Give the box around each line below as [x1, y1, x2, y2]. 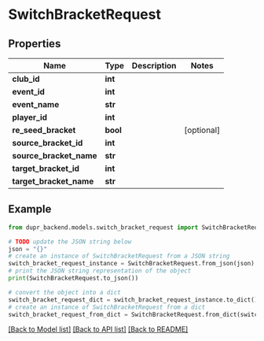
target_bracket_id [12, 163, 80, 174]
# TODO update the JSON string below [8, 238, 132, 246]
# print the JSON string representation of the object [8, 267, 192, 275]
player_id [12, 112, 48, 123]
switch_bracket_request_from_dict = [8, 310, 128, 318]
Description [131, 61, 177, 71]
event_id [12, 87, 46, 97]
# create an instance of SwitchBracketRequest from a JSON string [8, 252, 230, 261]
